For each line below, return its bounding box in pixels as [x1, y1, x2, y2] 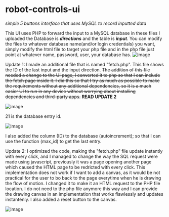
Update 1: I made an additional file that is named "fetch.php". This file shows [5, 61, 164, 67]
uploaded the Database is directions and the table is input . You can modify [5, 35, 162, 41]
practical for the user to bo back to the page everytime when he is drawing [5, 175, 161, 181]
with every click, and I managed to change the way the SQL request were [5, 153, 158, 159]
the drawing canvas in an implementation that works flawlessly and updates [5, 191, 163, 197]
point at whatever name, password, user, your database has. [5, 52, 132, 58]
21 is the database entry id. [5, 113, 62, 119]
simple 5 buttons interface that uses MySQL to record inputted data [5, 20, 147, 26]
